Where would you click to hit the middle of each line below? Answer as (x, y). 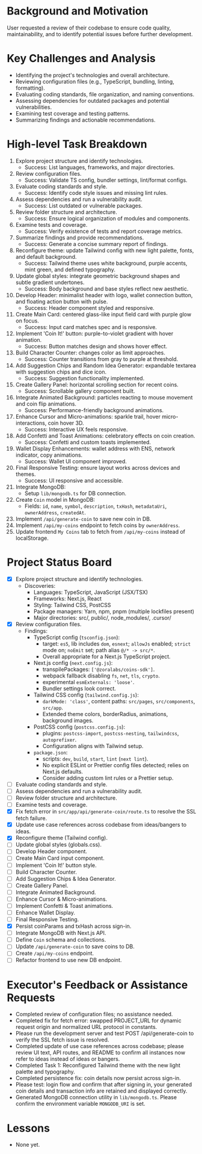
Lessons (29, 1128)
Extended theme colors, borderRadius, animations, (105, 714)
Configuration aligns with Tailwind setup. (93, 746)
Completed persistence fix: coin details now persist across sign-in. (98, 1078)
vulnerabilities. (34, 107)
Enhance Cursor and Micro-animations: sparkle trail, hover (88, 416)
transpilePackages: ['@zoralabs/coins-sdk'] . (99, 669)
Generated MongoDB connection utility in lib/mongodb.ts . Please (96, 1097)
